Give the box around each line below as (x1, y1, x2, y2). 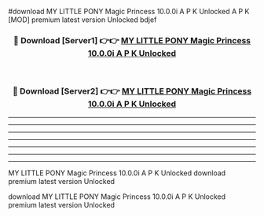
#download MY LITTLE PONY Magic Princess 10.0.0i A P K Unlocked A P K (8, 7, 250, 16)
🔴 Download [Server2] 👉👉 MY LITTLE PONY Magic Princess (12, 86, 252, 97)
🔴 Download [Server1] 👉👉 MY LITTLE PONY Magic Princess (13, 35, 251, 46)
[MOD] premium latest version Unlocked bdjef (8, 15, 157, 24)
